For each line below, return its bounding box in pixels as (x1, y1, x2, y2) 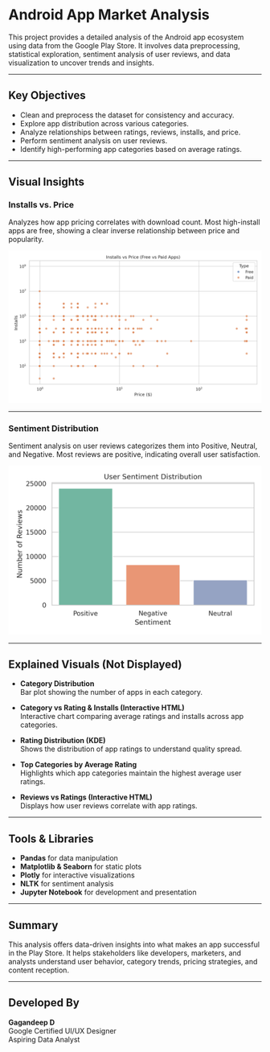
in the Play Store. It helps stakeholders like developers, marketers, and (8, 948, 242, 958)
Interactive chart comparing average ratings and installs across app (19, 712, 244, 721)
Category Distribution (19, 679, 95, 688)
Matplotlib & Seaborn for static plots (19, 862, 142, 872)
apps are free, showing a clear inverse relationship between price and (8, 226, 239, 236)
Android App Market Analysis (8, 6, 211, 24)
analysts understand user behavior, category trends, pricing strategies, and (8, 957, 258, 967)
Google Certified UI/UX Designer (8, 1025, 117, 1035)
